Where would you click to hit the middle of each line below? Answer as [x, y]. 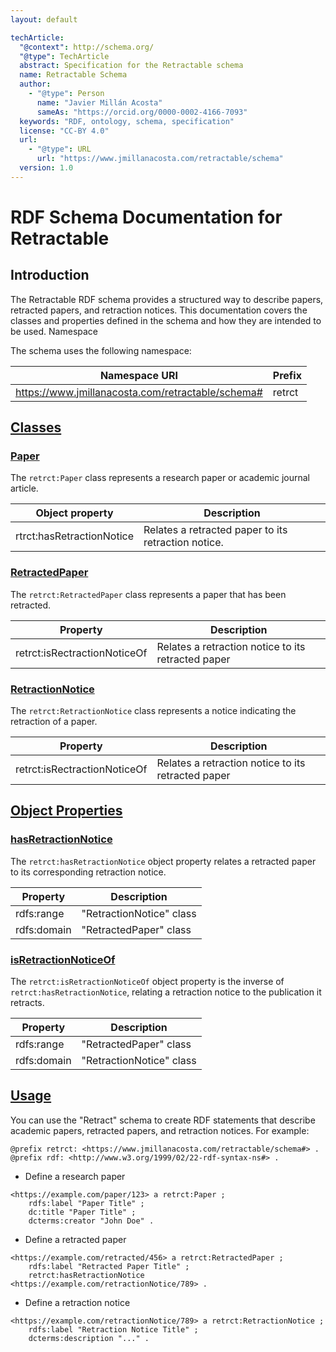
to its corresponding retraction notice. [88, 872]
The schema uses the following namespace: [101, 350]
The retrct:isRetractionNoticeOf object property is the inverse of [147, 982]
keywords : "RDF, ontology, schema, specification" [127, 121]
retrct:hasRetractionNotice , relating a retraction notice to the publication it [166, 992]
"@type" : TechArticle [64, 56]
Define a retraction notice [77, 1302]
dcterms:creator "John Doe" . [91, 1221]
